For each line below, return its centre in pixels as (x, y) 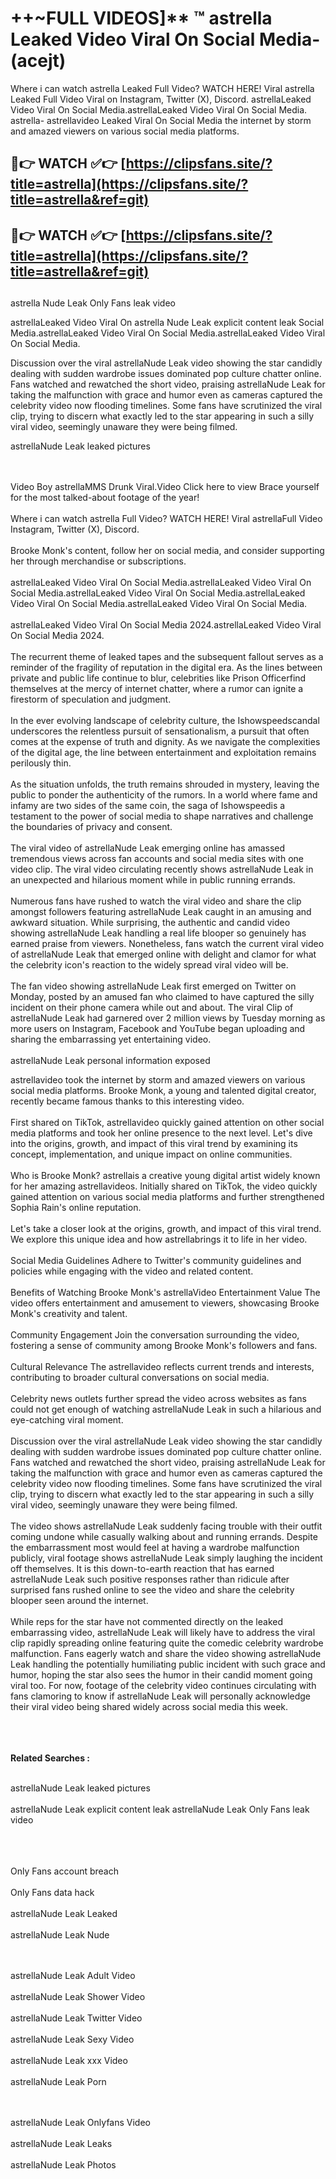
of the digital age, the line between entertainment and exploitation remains (163, 753)
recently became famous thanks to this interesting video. (127, 1101)
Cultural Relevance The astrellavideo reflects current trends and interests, (162, 1367)
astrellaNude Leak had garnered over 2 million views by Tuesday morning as (168, 1018)
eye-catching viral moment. (67, 1420)
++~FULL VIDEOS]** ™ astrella (141, 18)
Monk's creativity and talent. (69, 1314)
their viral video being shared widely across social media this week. (149, 1707)
